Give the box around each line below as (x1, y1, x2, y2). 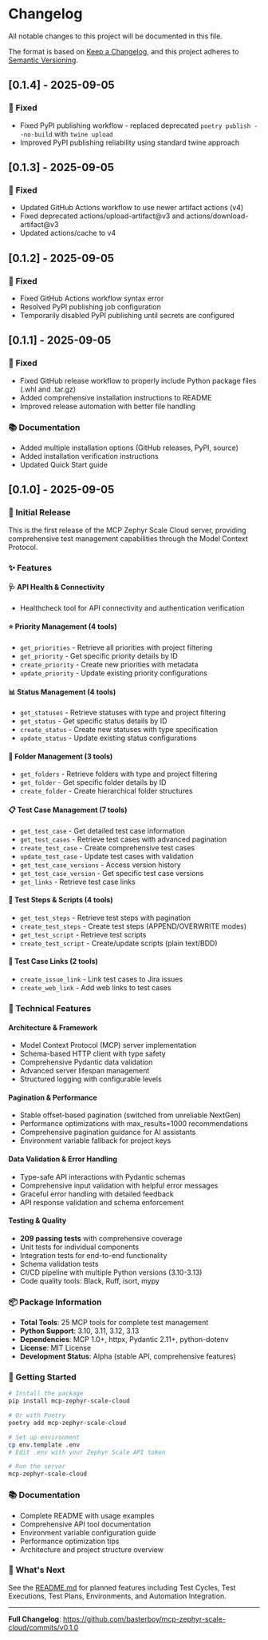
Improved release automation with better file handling (19, 401, 196, 411)
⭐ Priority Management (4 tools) (8, 622, 117, 631)
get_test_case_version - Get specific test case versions (19, 868, 204, 878)
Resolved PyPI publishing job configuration (19, 302, 162, 312)
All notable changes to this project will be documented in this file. (8, 31, 223, 41)
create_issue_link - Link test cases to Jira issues (19, 974, 183, 984)
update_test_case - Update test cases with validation (19, 851, 194, 861)
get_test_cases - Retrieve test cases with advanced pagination (19, 834, 227, 844)
